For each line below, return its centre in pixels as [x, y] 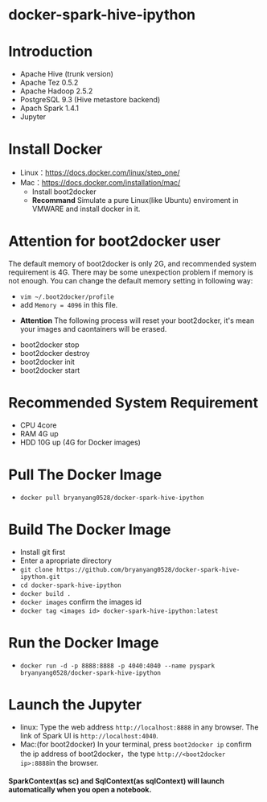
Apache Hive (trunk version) [67, 74]
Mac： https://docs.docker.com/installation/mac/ [100, 183]
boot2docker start [50, 370]
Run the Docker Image [84, 643]
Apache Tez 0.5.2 [49, 83]
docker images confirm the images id [81, 601]
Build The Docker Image [90, 530]
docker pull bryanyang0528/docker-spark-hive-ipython [112, 498]
